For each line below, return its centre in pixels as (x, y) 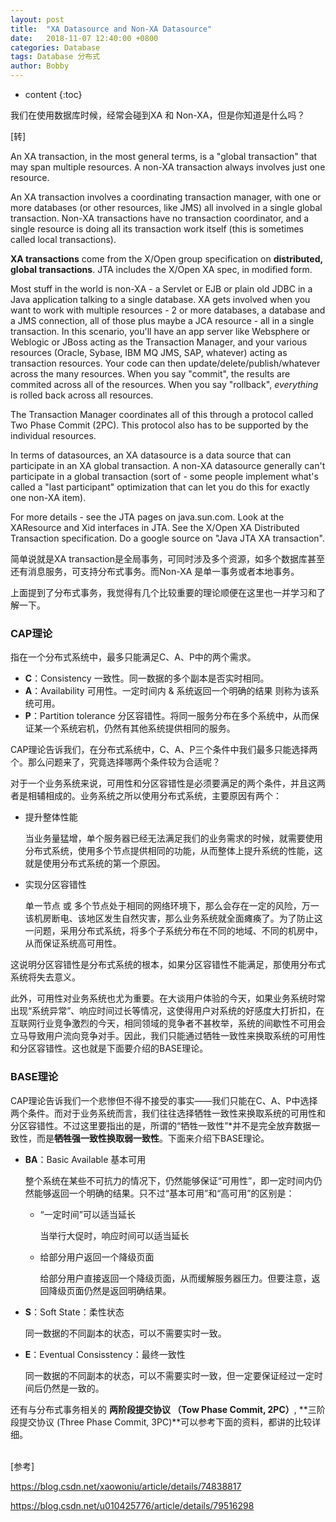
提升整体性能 (51, 817)
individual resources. (53, 435)
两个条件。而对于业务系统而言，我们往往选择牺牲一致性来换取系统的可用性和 (168, 1113)
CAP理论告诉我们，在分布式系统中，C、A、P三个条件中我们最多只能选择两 (164, 750)
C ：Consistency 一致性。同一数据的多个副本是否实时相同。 (147, 678)
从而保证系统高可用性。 (73, 943)
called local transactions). (63, 239)
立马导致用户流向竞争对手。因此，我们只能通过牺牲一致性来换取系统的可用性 (168, 1036)
